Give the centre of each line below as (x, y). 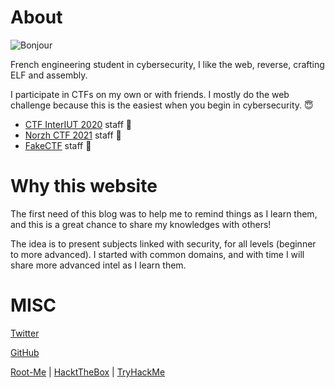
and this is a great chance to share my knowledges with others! (141, 224)
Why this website (84, 186)
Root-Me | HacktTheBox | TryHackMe (88, 372)
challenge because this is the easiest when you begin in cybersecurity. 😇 (162, 105)
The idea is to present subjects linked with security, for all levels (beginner (163, 243)
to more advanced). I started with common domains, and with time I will (157, 254)
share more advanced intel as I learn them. (98, 265)
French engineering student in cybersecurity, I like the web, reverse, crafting (167, 64)
